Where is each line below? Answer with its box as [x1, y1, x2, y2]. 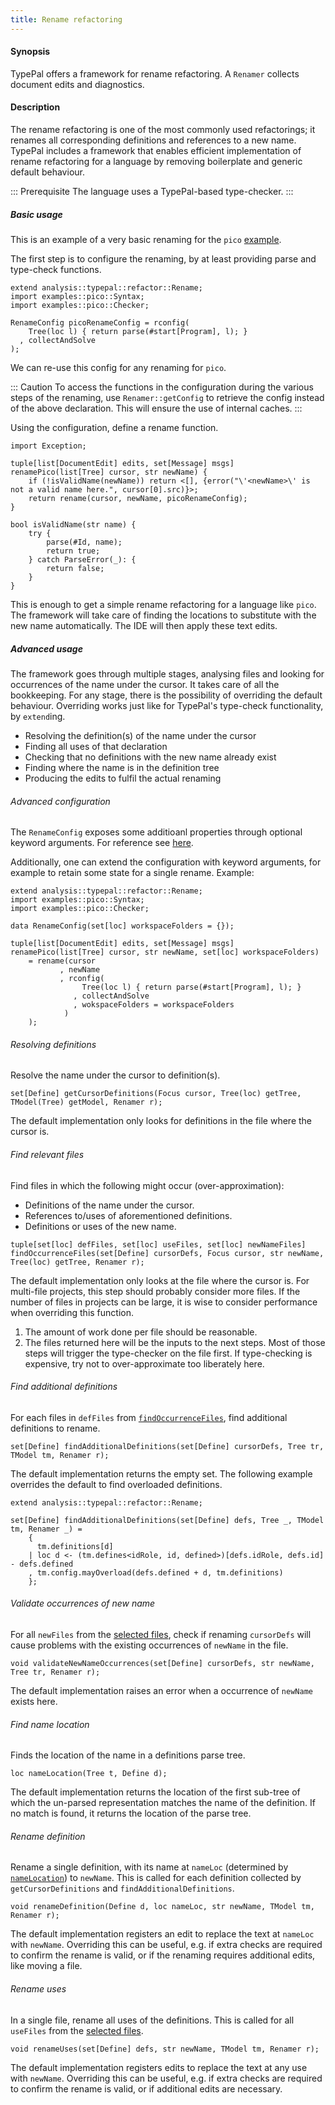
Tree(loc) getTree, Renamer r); [10, 1257, 145, 1267]
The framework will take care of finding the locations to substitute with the [10, 609, 317, 621]
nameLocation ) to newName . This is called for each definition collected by [10, 1872, 302, 1884]
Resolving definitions [10, 1038, 97, 1050]
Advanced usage [10, 642, 83, 655]
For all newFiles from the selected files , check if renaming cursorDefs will [10, 1628, 312, 1640]
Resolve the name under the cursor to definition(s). [10, 1069, 221, 1081]
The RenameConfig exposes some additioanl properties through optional [10, 826, 303, 838]
